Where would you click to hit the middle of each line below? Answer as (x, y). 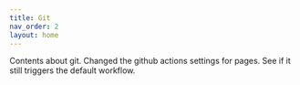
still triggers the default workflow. (72, 70)
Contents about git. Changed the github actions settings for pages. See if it (150, 61)
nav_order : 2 (34, 27)
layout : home (34, 35)
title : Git (30, 18)
